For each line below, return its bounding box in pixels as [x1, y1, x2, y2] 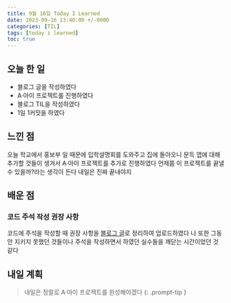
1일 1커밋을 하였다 [17, 108, 66, 117]
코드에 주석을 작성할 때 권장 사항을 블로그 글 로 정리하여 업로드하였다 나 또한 [7, 229, 210, 237]
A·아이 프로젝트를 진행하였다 [17, 91, 94, 99]
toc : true [7, 36, 36, 43]
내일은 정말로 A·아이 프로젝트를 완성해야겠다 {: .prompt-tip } [23, 288, 187, 297]
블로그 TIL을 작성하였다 [17, 99, 81, 108]
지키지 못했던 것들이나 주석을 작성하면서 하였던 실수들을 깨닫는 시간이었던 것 [14, 237, 219, 246]
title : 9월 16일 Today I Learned [7, 10, 101, 17]
